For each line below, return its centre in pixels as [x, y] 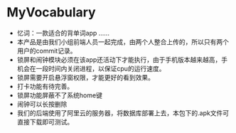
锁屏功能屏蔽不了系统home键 [59, 95]
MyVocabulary [52, 12]
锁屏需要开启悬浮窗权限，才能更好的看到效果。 [85, 77]
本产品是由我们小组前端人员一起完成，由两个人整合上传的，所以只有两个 [123, 42]
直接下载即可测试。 [45, 122]
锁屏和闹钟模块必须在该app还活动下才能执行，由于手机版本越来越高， [119, 59]
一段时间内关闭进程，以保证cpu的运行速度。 [101, 68]
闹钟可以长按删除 [42, 104]
